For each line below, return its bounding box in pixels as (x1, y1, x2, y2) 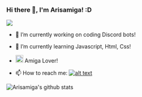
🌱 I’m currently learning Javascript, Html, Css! (15, 43, 132, 50)
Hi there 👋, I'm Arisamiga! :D (6, 6, 92, 14)
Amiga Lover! (24, 57, 58, 64)
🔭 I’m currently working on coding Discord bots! (15, 31, 136, 39)
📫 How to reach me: (15, 69, 68, 77)
